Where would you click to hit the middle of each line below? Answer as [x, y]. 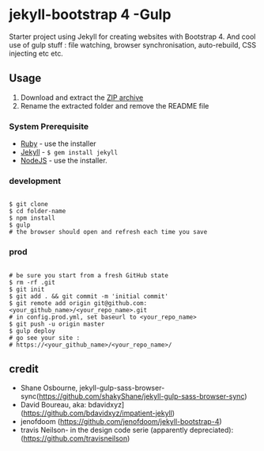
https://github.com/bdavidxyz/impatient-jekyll [98, 413]
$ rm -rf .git [32, 282]
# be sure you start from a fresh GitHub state [89, 275]
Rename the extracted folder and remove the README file [115, 105]
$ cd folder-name [38, 212]
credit [24, 369]
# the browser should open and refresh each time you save [108, 232]
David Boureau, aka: [53, 405]
